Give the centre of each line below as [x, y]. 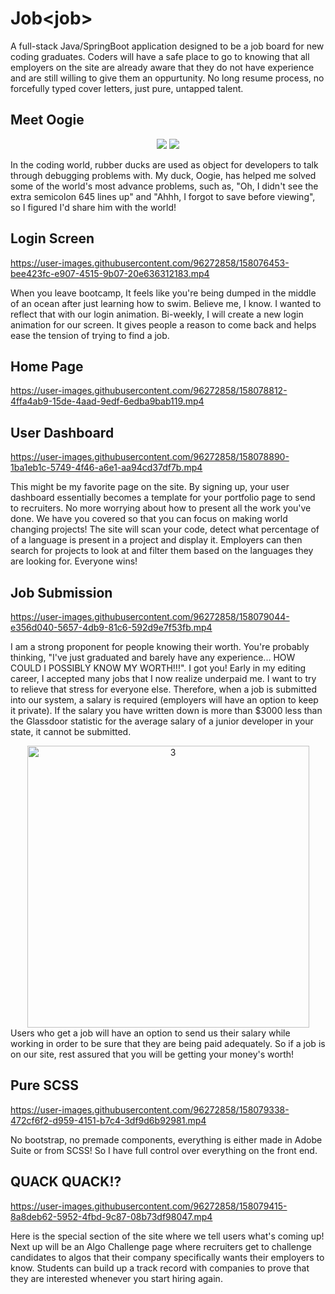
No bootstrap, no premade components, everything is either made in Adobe [166, 1139]
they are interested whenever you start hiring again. [116, 1278]
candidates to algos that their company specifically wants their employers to [167, 1257]
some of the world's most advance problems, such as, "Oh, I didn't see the [164, 186]
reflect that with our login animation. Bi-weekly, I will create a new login [157, 314]
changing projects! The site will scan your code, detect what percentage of [165, 529]
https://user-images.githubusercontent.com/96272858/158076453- [150, 263]
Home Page [47, 366]
